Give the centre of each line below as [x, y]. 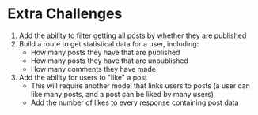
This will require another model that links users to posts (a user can [140, 85]
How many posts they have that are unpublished [110, 61]
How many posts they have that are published [105, 52]
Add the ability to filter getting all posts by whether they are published [133, 35]
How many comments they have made [93, 69]
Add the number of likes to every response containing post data [135, 102]
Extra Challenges [65, 14]
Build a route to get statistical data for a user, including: [109, 43]
